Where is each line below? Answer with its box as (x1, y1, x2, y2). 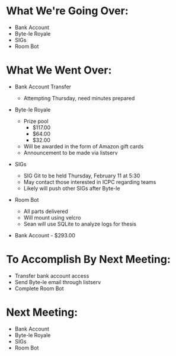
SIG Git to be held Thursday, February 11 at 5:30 (23, 172, 140, 179)
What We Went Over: (6, 63, 112, 77)
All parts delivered (23, 208, 68, 215)
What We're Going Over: (6, 4, 129, 18)
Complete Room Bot (14, 285, 64, 292)
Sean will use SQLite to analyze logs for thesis (23, 220, 136, 227)
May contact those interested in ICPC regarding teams (23, 178, 156, 185)
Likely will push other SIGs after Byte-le (23, 185, 120, 192)
